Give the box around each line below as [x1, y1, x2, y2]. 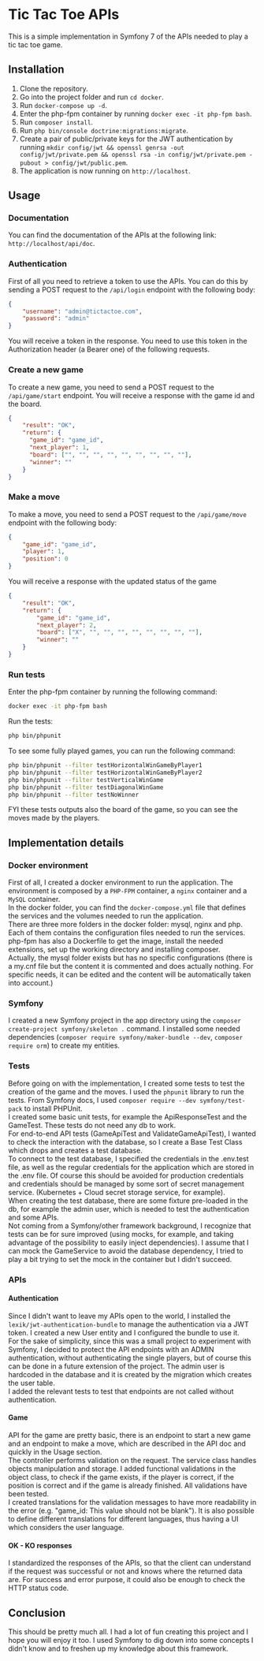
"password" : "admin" [22, 315, 90, 322]
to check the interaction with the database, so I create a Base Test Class [8, 1137, 243, 1146]
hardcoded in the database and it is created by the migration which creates [8, 1369, 252, 1379]
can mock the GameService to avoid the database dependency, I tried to [8, 1246, 244, 1255]
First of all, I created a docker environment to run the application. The [8, 877, 234, 888]
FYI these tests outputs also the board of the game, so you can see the [8, 805, 239, 814]
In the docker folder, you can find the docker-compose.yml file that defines [8, 903, 247, 912]
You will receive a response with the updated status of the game [8, 577, 217, 587]
